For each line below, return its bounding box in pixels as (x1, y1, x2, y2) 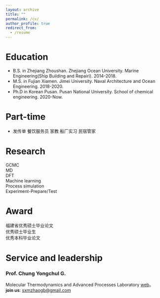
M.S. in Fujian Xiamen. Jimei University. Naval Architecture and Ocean (12, 78, 156, 84)
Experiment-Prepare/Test (5, 188, 57, 194)
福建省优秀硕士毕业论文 (5, 223, 53, 228)
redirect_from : (5, 26, 37, 31)
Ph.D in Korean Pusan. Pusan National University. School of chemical (12, 88, 154, 94)
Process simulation (5, 183, 44, 189)
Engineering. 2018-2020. (12, 83, 64, 89)
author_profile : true (5, 21, 50, 26)
